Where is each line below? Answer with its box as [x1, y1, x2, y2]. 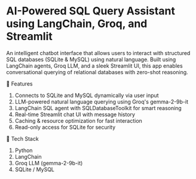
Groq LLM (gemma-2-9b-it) [14, 159, 83, 166]
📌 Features [6, 80, 33, 87]
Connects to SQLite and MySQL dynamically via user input [14, 92, 160, 99]
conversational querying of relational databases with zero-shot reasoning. [6, 68, 188, 75]
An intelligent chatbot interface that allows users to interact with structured [6, 49, 191, 56]
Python [14, 147, 33, 154]
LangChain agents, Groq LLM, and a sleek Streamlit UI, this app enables [6, 62, 183, 69]
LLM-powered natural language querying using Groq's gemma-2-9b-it [14, 98, 189, 105]
